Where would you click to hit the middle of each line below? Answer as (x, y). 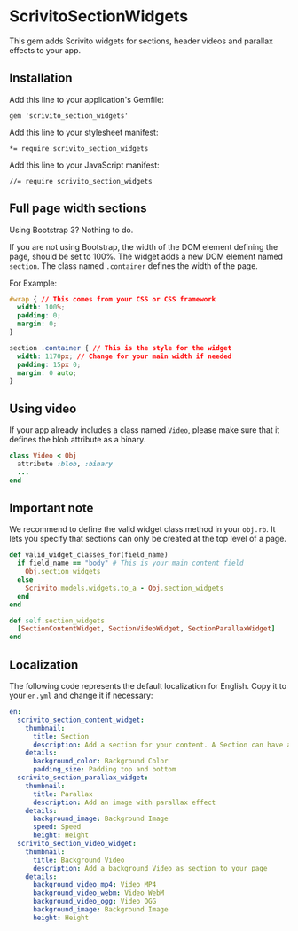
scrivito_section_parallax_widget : (83, 778)
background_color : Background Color (100, 761)
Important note (51, 509)
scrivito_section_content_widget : (81, 720)
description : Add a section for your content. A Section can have (158, 745)
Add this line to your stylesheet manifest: (84, 132)
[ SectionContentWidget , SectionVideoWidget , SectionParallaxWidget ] (146, 629)
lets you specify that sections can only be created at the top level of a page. (148, 539)
